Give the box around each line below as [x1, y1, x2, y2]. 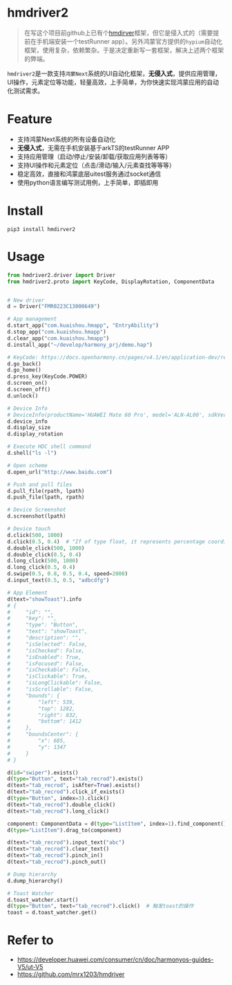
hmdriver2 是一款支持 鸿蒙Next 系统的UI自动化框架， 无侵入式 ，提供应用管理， [7, 69, 222, 78]
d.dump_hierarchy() [7, 877, 64, 884]
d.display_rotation [7, 431, 64, 437]
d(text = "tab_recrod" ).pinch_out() [7, 858, 107, 865]
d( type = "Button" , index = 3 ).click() [7, 795, 110, 802]
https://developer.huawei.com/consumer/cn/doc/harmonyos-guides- [17, 955, 214, 964]
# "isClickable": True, [7, 673, 88, 680]
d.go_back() [7, 360, 41, 368]
